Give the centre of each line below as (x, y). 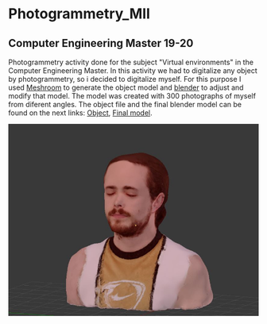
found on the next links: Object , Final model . (80, 113)
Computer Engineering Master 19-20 (101, 43)
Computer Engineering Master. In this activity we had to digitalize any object (133, 71)
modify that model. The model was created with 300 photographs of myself (132, 96)
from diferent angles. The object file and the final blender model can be (125, 104)
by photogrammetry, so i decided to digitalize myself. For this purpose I (125, 79)
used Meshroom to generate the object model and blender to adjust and (126, 87)
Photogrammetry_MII (79, 14)
